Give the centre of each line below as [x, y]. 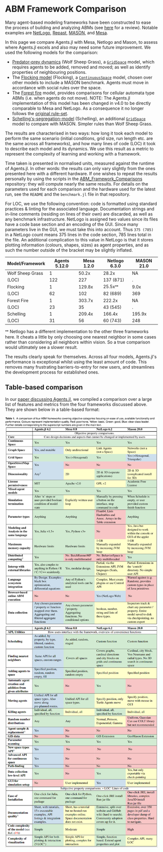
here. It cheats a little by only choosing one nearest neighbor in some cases [81, 337]
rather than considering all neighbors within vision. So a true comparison [78, 342]
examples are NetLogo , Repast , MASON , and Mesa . [57, 33]
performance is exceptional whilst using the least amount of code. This [76, 362]
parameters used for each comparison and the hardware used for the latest [80, 189]
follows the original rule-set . [40, 113]
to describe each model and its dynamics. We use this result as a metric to [79, 149]
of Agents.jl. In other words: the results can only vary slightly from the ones [80, 168]
